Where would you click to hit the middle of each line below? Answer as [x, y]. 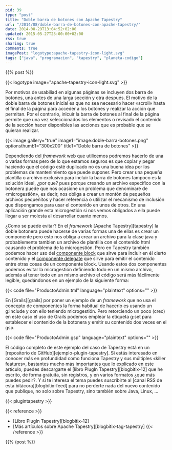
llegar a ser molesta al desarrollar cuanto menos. [57, 216]
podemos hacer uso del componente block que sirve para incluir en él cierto [86, 253]
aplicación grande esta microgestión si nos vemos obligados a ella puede [83, 211]
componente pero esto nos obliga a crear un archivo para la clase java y [81, 237]
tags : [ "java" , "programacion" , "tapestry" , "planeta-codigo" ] [74, 58]
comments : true [21, 48]
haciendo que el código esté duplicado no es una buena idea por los [78, 167]
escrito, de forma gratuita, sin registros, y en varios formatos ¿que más [80, 375]
